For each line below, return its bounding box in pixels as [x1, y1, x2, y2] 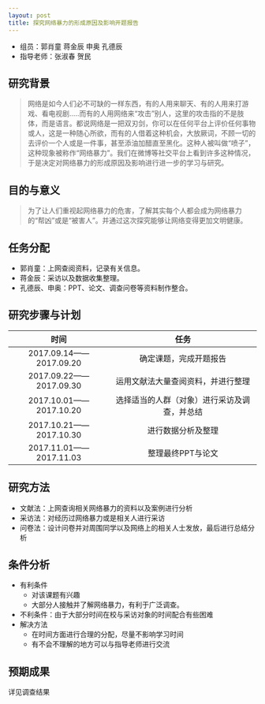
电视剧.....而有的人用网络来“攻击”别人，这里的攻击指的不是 [48, 109, 238, 118]
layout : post [8, 11, 51, 20]
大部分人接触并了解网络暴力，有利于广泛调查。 [31, 600, 184, 609]
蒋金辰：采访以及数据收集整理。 [19, 273, 124, 282]
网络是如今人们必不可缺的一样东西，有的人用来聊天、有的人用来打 [27, 99, 242, 109]
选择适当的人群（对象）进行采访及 [115, 394, 243, 405]
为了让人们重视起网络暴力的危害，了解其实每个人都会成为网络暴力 [27, 206, 242, 215]
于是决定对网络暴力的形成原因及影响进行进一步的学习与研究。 [27, 158, 229, 168]
